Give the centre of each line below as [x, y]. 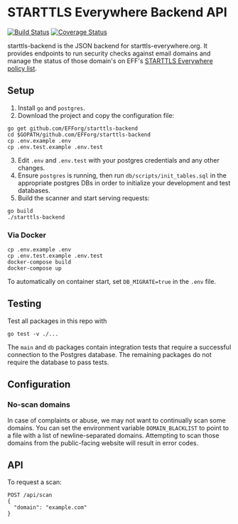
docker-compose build [39, 262]
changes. [31, 168]
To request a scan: [34, 482]
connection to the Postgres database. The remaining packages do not [109, 354]
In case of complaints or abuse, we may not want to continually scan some [117, 420]
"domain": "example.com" [50, 508]
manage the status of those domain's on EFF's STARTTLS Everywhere [110, 60]
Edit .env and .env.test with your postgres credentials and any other [119, 160]
